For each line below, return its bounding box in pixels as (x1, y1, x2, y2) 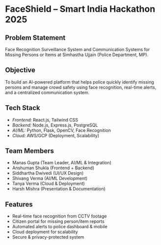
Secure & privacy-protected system (12, 234, 84, 240)
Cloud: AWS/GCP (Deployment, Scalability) (12, 132, 100, 138)
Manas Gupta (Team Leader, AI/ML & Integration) (12, 160, 112, 166)
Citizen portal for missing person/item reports (12, 218, 105, 224)
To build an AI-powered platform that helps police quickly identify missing (5, 79, 155, 85)
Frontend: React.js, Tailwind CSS (12, 117, 79, 122)
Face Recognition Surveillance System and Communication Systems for (5, 47, 150, 52)
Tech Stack (5, 104, 40, 112)
